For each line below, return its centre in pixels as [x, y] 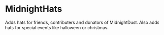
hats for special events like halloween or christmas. [57, 27]
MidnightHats [34, 9]
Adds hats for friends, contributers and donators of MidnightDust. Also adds [82, 22]
